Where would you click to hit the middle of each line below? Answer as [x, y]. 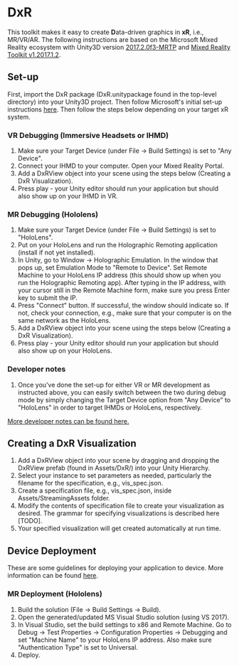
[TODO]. [30, 521]
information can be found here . [53, 576]
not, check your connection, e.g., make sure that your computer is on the [124, 313]
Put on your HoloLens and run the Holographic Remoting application [118, 245]
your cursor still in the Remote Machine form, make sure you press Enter [123, 290]
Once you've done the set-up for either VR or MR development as [114, 385]
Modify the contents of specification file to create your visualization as [121, 506]
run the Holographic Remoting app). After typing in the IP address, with [122, 283]
